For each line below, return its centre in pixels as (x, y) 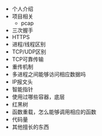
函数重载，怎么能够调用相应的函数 (54, 112)
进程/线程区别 (29, 44)
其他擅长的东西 (30, 127)
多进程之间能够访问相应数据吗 (49, 74)
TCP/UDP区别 (29, 52)
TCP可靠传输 (28, 59)
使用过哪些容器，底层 (38, 97)
